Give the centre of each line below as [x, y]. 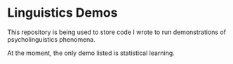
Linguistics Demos [62, 13]
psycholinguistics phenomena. [52, 39]
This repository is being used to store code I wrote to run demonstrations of [117, 32]
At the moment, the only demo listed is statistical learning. [91, 53]
